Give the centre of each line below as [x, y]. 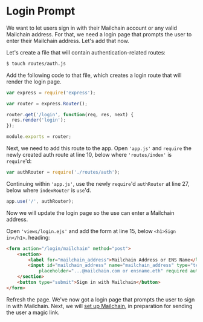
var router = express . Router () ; [47, 103]
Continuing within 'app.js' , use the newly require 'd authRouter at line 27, [98, 183]
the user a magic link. [33, 312]
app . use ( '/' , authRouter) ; [40, 201]
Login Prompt [41, 11]
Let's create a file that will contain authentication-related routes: [86, 52]
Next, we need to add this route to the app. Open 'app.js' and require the [99, 148]
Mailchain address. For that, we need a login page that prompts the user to [99, 34]
